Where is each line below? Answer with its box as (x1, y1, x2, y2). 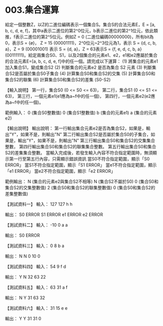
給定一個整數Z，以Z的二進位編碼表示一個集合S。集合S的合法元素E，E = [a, (5, 22, 156, 27)
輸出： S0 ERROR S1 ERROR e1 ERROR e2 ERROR (5, 211, 103, 217)
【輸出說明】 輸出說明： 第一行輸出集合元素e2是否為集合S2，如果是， (5, 125, 146, 131)
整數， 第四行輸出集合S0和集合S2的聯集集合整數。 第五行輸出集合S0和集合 (5, 143, 157, 149)
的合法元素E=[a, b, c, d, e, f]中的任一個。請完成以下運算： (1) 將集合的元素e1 (5, 58, 159, 64)
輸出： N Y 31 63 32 (5, 295, 45, 301)
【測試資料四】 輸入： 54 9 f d (5, 263, 66, 269)
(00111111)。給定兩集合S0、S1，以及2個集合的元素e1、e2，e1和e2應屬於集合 (5, 52, 158, 58)
